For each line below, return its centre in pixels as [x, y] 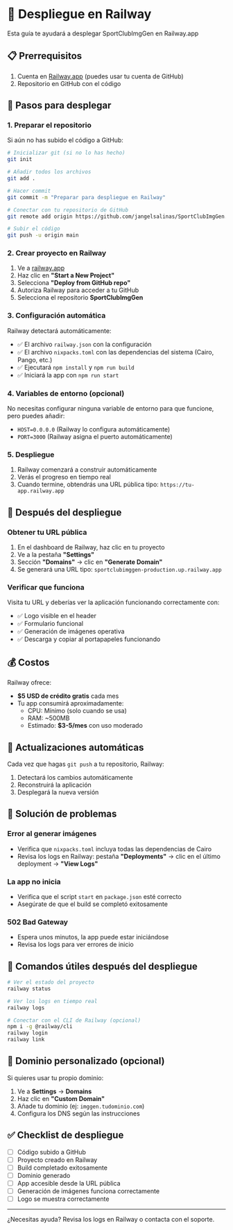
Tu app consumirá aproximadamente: [70, 703]
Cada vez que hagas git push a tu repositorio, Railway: [86, 764]
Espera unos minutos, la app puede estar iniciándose [93, 937]
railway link [26, 1040]
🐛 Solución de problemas [62, 814]
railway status [29, 989]
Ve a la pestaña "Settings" [56, 555]
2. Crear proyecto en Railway [57, 253]
